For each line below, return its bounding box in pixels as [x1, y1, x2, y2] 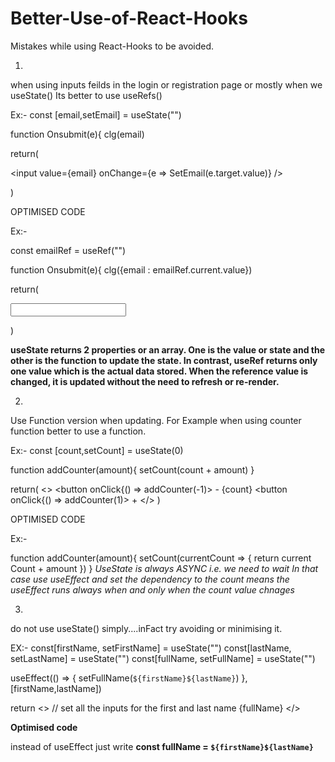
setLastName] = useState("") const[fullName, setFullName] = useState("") [10, 652, 316, 664]
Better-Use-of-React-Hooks [10, 7, 248, 30]
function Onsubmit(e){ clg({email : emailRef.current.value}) [10, 263, 253, 276]
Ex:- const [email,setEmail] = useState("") [10, 108, 182, 121]
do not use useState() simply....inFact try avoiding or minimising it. [10, 622, 283, 634]
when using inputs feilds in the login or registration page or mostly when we [10, 78, 323, 91]
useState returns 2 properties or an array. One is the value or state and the [10, 343, 326, 356]
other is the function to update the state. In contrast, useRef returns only [10, 354, 318, 366]
